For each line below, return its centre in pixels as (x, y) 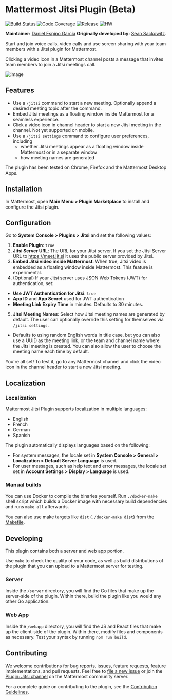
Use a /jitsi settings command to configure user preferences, (81, 136)
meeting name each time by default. (51, 352)
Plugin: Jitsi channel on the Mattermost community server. (67, 676)
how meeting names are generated (58, 157)
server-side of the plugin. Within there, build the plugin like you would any (83, 596)
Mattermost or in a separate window (59, 152)
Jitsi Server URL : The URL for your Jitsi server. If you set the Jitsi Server (89, 251)
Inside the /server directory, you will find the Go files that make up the (80, 591)
